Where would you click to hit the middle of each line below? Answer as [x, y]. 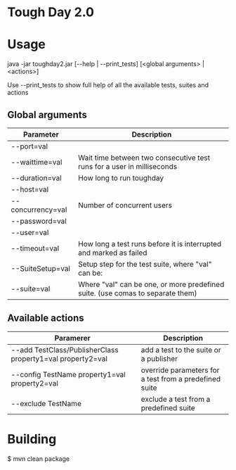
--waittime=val [37, 162]
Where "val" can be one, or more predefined [151, 284]
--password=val [39, 221]
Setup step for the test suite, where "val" [145, 264]
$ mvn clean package [39, 459]
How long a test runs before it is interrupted [150, 243]
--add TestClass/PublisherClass [65, 350]
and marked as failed [113, 253]
